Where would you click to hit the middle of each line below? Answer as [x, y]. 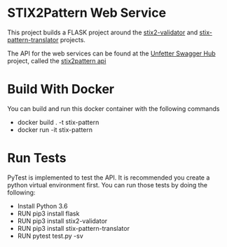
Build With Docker [61, 89]
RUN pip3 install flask [48, 213]
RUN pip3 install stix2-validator [62, 221]
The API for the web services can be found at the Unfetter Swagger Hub [111, 53]
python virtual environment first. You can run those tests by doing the [108, 185]
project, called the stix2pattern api [57, 60]
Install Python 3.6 [42, 206]
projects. [73, 39]
